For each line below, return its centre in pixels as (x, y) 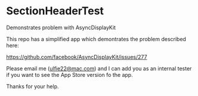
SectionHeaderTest (55, 11)
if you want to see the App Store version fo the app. (69, 75)
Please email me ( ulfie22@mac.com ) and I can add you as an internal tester (99, 68)
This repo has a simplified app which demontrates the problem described (96, 39)
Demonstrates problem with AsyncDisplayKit (61, 27)
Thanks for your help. (33, 86)
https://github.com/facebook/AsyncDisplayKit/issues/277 (77, 57)
